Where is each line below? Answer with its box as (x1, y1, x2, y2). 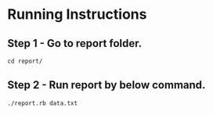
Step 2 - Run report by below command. (7, 78, 206, 92)
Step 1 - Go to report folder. (7, 37, 143, 50)
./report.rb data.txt (7, 99, 78, 107)
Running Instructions (7, 5, 147, 23)
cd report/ (7, 57, 43, 65)
